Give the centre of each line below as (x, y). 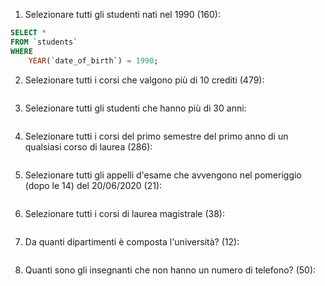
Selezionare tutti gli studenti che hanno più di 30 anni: (135, 108)
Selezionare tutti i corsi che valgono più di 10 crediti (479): (144, 80)
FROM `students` (44, 42)
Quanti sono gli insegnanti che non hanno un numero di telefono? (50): (170, 270)
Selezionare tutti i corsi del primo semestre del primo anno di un (156, 136)
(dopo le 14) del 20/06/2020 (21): (93, 185)
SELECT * (28, 33)
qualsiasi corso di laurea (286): (88, 146)
